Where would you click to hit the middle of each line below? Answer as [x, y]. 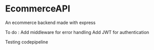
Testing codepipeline [27, 42]
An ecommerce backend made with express [50, 22]
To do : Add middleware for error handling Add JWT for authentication [77, 32]
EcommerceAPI [38, 9]
